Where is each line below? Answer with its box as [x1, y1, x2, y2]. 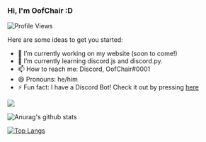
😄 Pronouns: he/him [17, 75, 78, 84]
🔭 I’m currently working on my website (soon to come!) [17, 49, 178, 58]
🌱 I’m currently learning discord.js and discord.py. [17, 57, 163, 65]
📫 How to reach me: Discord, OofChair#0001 [17, 65, 151, 73]
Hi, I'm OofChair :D [7, 6, 73, 16]
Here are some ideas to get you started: [7, 35, 124, 44]
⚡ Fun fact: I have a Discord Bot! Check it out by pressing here [17, 83, 200, 92]
